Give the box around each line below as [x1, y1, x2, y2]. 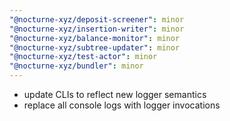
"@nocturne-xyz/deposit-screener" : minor [9, 14, 185, 25]
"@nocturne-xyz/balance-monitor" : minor [9, 33, 181, 43]
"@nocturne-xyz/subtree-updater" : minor [9, 42, 181, 53]
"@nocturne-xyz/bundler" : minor [9, 61, 144, 71]
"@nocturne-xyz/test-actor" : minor [9, 52, 158, 62]
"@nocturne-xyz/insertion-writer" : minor [9, 24, 185, 34]
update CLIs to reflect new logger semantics [23, 89, 207, 100]
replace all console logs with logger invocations [23, 99, 221, 111]
